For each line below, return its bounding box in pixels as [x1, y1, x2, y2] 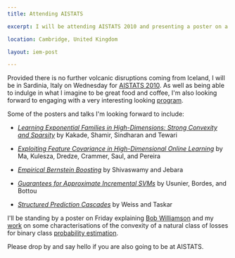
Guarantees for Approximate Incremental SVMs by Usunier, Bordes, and [17, 179, 227, 188]
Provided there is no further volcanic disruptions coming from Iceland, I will [7, 74, 225, 82]
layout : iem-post [7, 49, 58, 56]
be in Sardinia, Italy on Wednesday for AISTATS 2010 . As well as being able [7, 82, 225, 90]
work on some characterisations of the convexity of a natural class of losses [7, 221, 229, 230]
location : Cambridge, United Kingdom [7, 36, 118, 43]
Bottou [17, 187, 37, 195]
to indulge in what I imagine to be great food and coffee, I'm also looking [7, 89, 217, 97]
